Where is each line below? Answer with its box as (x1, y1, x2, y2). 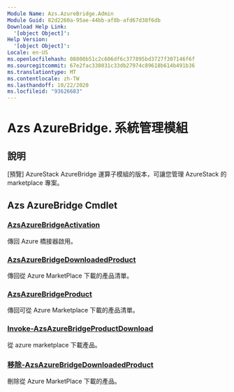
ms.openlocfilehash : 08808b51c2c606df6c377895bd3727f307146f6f (7, 56, 196, 63)
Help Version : (7, 36, 49, 43)
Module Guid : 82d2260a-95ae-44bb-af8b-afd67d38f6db (7, 17, 161, 24)
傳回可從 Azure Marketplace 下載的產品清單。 (7, 306, 139, 315)
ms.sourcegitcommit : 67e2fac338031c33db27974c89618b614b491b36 (7, 62, 196, 69)
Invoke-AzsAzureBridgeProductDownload (7, 324, 154, 333)
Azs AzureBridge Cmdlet (7, 199, 117, 211)
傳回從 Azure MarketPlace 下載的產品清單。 (7, 271, 133, 280)
